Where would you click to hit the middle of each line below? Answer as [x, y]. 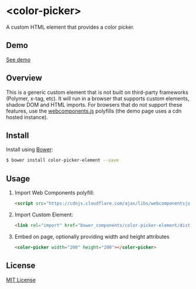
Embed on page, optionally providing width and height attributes [92, 236]
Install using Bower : [30, 149]
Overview [24, 78]
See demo [18, 59]
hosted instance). [27, 117]
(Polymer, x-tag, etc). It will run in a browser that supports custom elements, [98, 98]
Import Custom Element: [44, 215]
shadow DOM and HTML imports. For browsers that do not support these [94, 104]
